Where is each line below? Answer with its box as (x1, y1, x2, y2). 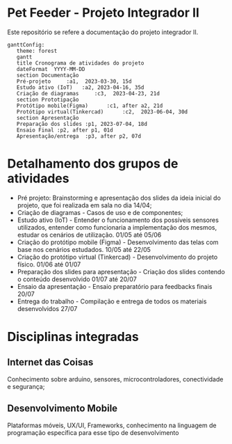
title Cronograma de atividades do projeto (16, 59, 144, 67)
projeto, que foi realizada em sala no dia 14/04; (17, 200, 152, 209)
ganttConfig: (7, 41, 45, 48)
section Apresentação (16, 114, 79, 121)
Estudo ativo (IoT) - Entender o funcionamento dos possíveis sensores (17, 216, 219, 224)
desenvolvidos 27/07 (17, 304, 78, 312)
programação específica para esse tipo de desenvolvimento (7, 428, 179, 436)
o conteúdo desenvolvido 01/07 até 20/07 (17, 275, 137, 283)
